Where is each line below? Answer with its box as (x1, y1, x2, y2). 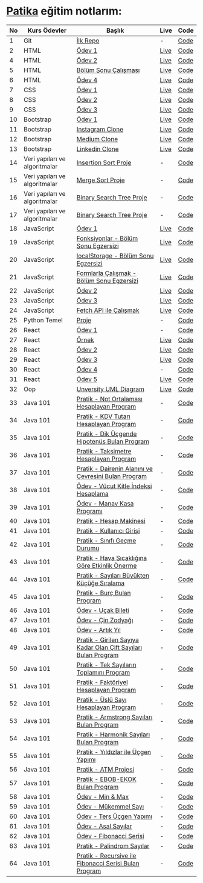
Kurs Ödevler (27, 26, 67, 35)
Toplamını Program (76, 668, 130, 676)
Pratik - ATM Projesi (76, 765, 134, 773)
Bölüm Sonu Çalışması (76, 65, 140, 74)
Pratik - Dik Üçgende (76, 429, 137, 438)
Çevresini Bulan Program (76, 471, 147, 480)
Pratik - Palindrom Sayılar (76, 841, 150, 850)
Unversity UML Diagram (76, 385, 145, 393)
